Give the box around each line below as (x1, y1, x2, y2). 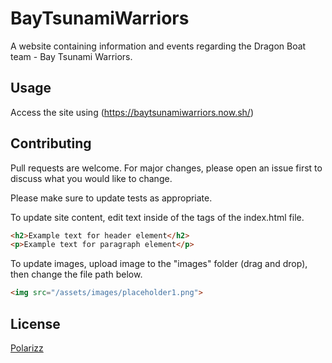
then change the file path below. (10, 268, 143, 281)
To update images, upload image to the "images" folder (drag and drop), (10, 258, 308, 270)
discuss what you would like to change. (10, 172, 173, 184)
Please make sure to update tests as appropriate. (10, 192, 213, 204)
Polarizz (10, 342, 44, 354)
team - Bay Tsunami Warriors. (10, 50, 133, 62)
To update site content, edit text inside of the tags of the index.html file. (10, 211, 305, 223)
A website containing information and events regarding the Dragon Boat (10, 40, 307, 52)
